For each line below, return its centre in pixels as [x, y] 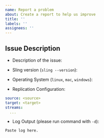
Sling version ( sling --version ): [45, 69]
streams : [14, 107]
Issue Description [33, 48]
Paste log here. [22, 131]
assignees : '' [20, 28]
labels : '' [16, 24]
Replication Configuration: [39, 89]
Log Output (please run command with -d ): [56, 122]
